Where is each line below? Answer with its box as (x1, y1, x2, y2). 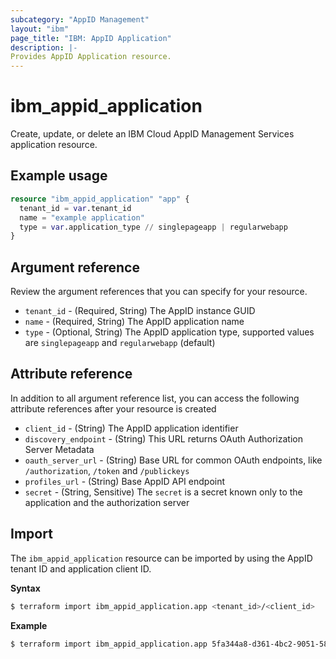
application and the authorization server (24, 496, 190, 508)
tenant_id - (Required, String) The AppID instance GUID (24, 305, 256, 317)
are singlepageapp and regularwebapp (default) (24, 337, 216, 349)
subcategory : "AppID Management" (10, 14, 150, 25)
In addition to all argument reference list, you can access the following (10, 392, 300, 404)
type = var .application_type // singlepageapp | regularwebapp (19, 222, 288, 232)
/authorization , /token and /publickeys (24, 464, 190, 476)
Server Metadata (24, 443, 95, 455)
